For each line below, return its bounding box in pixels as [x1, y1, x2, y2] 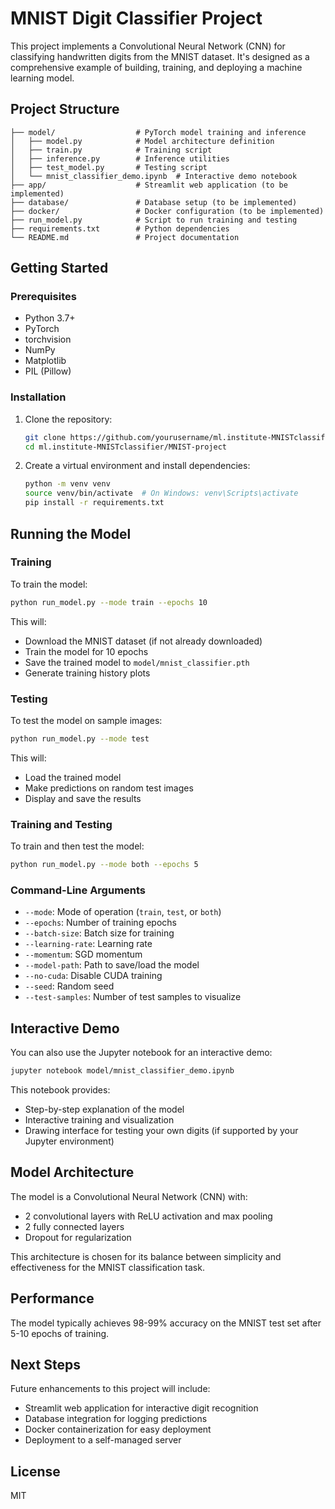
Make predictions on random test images [24, 782, 194, 794]
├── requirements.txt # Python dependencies [10, 223, 230, 234]
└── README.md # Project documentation [10, 232, 240, 242]
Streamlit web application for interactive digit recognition [24, 1402, 259, 1414]
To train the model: [10, 578, 88, 590]
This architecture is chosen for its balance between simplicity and [10, 1250, 282, 1262]
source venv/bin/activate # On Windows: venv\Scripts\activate [24, 488, 299, 499]
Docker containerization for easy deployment [24, 1423, 212, 1436]
